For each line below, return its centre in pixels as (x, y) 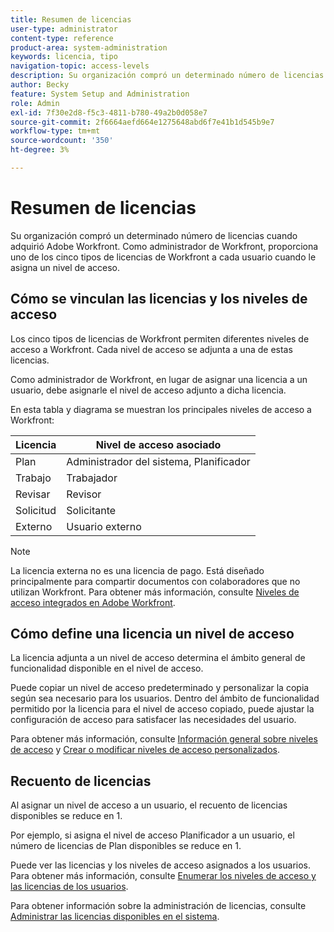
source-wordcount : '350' (62, 141)
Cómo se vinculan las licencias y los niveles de (159, 299)
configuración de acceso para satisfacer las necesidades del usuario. (153, 720)
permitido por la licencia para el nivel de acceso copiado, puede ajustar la (162, 709)
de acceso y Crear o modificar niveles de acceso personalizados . (145, 750)
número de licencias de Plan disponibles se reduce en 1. (126, 846)
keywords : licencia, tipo (64, 57)
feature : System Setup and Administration (100, 94)
